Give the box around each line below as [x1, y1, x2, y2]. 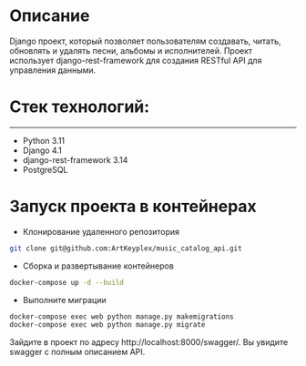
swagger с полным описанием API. [9, 347, 146, 358]
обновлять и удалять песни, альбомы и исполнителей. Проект [9, 45, 253, 56]
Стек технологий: [9, 97, 150, 117]
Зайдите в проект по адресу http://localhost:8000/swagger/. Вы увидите [9, 337, 289, 348]
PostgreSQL [22, 164, 68, 175]
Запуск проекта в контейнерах [9, 197, 257, 217]
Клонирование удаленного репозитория [22, 226, 180, 237]
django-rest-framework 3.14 [22, 154, 128, 165]
